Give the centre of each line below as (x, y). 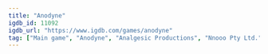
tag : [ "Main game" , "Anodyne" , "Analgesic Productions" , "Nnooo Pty (124, 38)
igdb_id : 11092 (33, 23)
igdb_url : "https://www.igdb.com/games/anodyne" (91, 30)
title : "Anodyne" (37, 15)
